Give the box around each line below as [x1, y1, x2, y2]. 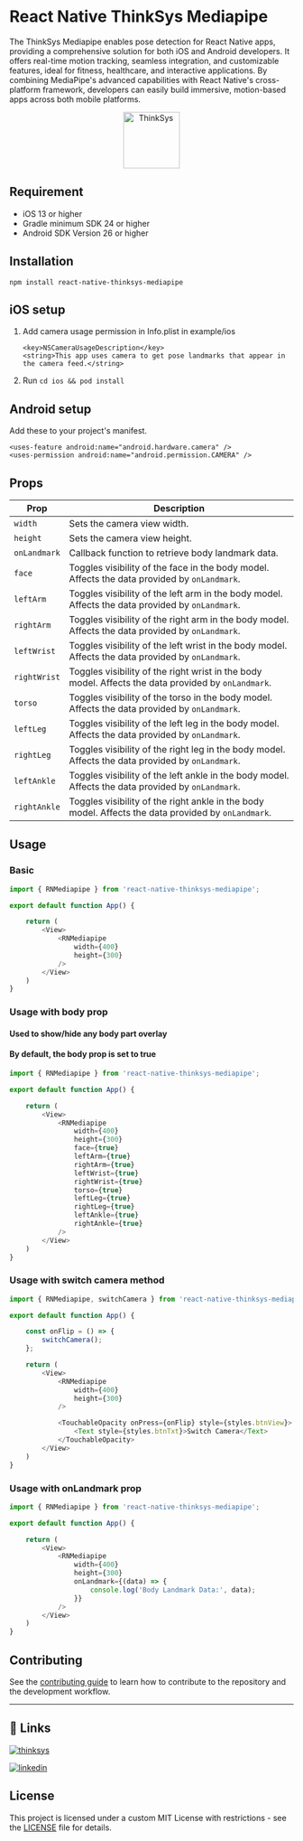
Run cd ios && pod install [22, 375, 124, 386]
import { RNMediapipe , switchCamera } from [9, 1294, 176, 1304]
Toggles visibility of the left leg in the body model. [69, 717, 280, 729]
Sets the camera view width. [69, 518, 189, 529]
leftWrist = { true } [73, 1168, 140, 1178]
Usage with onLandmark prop [9, 1481, 142, 1494]
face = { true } [73, 1144, 119, 1153]
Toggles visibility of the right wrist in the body [69, 666, 262, 678]
